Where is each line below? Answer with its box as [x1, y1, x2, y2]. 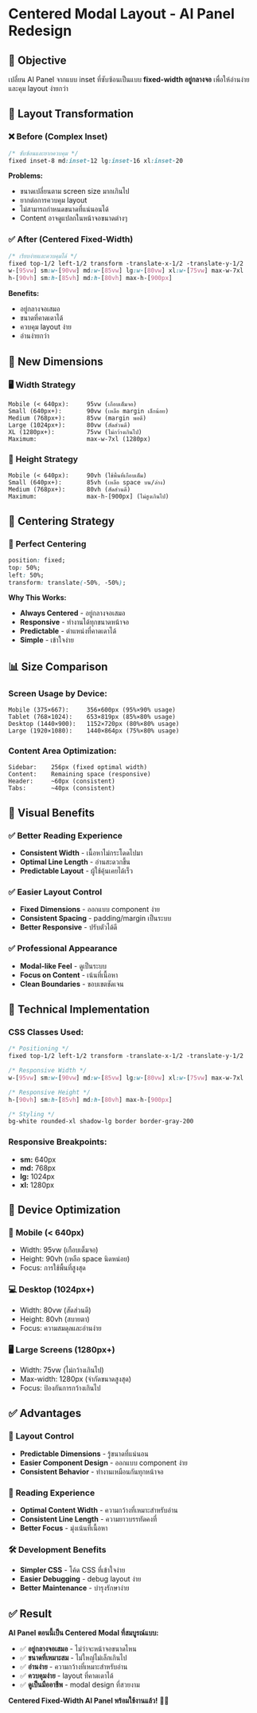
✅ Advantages [8, 1407, 82, 1420]
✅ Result [8, 1607, 53, 1620]
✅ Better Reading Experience [8, 830, 123, 841]
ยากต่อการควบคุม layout [19, 195, 88, 205]
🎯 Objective [8, 53, 67, 67]
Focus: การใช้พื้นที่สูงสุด [19, 1263, 86, 1273]
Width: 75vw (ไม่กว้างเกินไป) [19, 1365, 105, 1375]
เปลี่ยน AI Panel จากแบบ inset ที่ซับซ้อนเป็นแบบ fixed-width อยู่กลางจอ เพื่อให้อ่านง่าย [8, 75, 250, 84]
